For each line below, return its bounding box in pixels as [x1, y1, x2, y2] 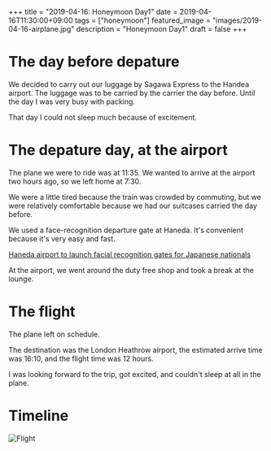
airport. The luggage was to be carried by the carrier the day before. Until [8, 88, 256, 98]
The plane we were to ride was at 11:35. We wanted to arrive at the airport [8, 167, 256, 177]
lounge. [8, 274, 34, 284]
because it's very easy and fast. [8, 233, 116, 243]
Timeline [8, 406, 69, 425]
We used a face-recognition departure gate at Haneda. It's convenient [8, 225, 244, 235]
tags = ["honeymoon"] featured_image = [74, 15, 212, 25]
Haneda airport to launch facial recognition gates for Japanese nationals [8, 249, 251, 259]
